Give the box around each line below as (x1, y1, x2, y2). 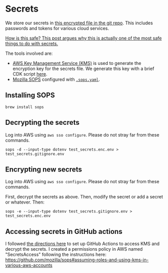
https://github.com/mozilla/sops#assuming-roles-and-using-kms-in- (5, 257, 149, 263)
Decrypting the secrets (5, 118, 80, 127)
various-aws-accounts (5, 262, 53, 268)
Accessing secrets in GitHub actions (5, 227, 122, 236)
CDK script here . (12, 71, 48, 77)
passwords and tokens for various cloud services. (5, 25, 109, 31)
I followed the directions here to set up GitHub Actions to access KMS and (5, 241, 160, 247)
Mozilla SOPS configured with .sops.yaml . (12, 76, 100, 82)
